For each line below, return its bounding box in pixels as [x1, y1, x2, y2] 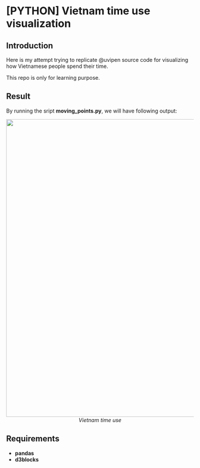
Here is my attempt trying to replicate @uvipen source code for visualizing [6, 57, 189, 63]
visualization [6, 17, 71, 30]
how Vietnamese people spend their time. [6, 63, 108, 70]
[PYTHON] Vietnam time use [6, 4, 151, 18]
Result [6, 91, 31, 102]
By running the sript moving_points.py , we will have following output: [6, 107, 177, 114]
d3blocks [14, 455, 39, 463]
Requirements [6, 433, 60, 444]
